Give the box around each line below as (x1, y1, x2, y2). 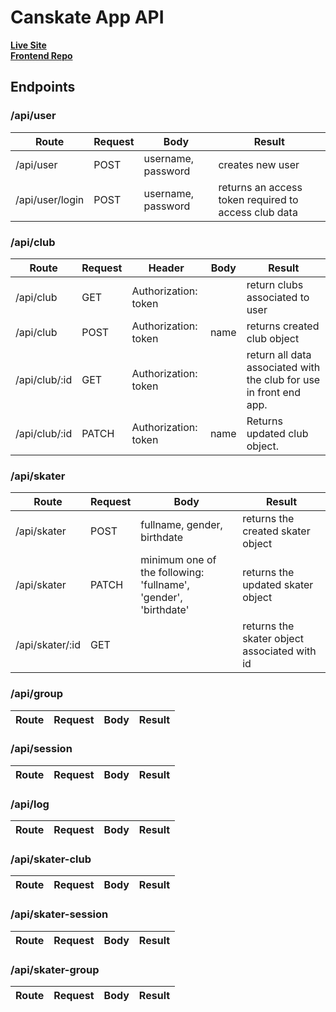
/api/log (10, 797, 50, 811)
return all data (246, 347, 312, 361)
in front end (246, 385, 302, 399)
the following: (140, 566, 205, 580)
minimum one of (140, 553, 217, 567)
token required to (218, 192, 299, 206)
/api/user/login (15, 192, 85, 206)
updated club (246, 426, 309, 440)
